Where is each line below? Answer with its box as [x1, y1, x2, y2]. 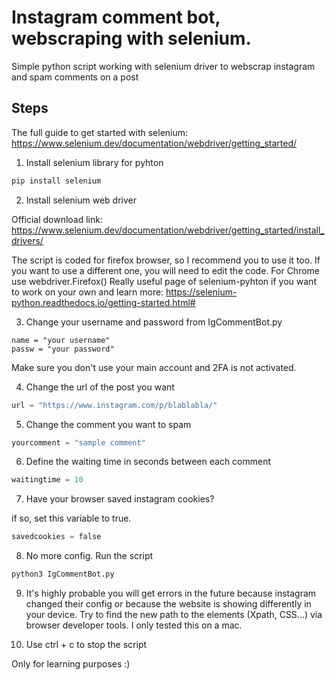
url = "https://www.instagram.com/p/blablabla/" [11, 400, 218, 410]
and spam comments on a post [11, 71, 139, 83]
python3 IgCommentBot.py [11, 569, 115, 580]
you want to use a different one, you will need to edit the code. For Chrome [11, 264, 321, 276]
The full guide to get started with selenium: [11, 126, 189, 138]
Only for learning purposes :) [11, 658, 131, 670]
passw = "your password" [11, 344, 115, 354]
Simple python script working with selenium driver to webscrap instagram [11, 60, 316, 72]
